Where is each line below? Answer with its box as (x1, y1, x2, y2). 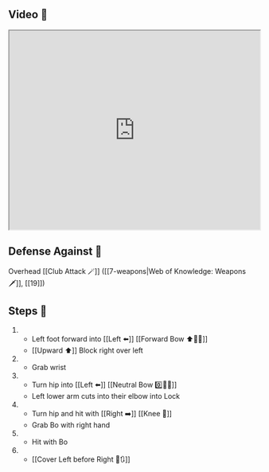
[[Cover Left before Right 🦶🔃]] (31, 454, 131, 464)
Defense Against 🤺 (8, 244, 103, 259)
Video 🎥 (8, 8, 48, 21)
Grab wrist (31, 363, 66, 373)
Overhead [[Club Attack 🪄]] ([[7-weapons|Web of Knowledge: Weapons (8, 266, 247, 275)
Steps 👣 (8, 304, 48, 318)
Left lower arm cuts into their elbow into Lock (31, 392, 181, 401)
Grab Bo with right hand (31, 420, 110, 430)
